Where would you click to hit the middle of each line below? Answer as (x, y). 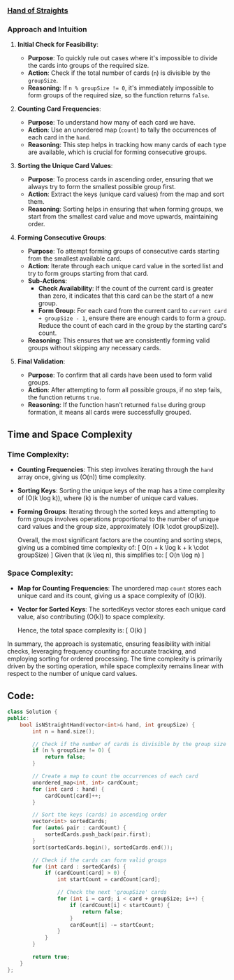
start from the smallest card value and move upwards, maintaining (123, 216)
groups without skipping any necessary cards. (94, 348)
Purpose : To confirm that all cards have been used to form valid (120, 375)
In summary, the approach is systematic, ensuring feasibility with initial (109, 644)
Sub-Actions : (47, 281)
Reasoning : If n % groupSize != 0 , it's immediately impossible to (121, 88)
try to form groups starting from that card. (88, 274)
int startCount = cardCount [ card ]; (109, 880)
